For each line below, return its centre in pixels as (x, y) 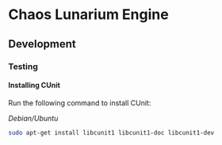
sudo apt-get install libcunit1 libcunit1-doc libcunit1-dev (111, 132)
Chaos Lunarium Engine (88, 15)
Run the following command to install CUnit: (80, 103)
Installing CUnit (34, 86)
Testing (23, 67)
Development (42, 44)
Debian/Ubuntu (33, 118)
